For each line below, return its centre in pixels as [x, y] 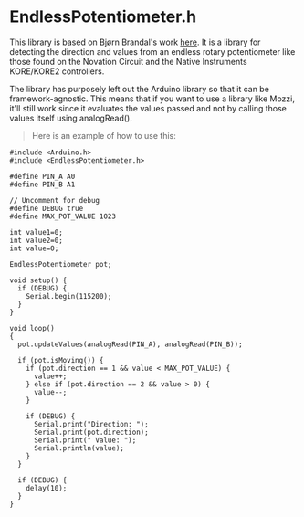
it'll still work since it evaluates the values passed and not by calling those [148, 108]
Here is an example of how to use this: [104, 135]
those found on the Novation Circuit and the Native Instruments [129, 61]
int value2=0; [37, 240]
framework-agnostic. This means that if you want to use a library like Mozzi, [152, 99]
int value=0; [34, 248]
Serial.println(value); [79, 448]
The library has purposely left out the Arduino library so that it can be [139, 89]
